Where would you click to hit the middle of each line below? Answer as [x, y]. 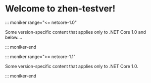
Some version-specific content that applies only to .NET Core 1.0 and [75, 32]
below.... [14, 37]
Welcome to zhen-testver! [60, 9]
